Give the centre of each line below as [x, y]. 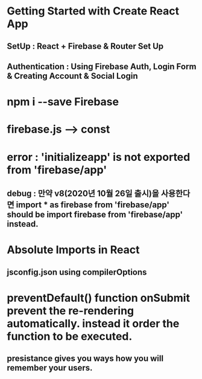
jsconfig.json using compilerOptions [77, 272]
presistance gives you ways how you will [85, 359]
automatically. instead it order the [93, 323]
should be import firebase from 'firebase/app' [95, 214]
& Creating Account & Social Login [72, 76]
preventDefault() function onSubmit [99, 298]
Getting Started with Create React [93, 11]
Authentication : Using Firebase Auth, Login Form [102, 67]
